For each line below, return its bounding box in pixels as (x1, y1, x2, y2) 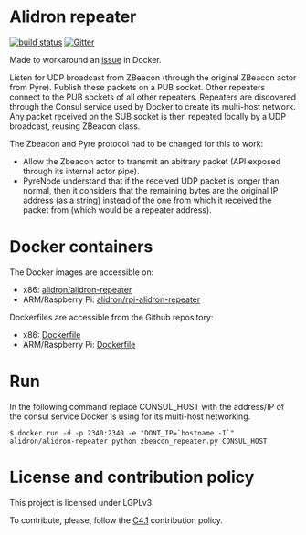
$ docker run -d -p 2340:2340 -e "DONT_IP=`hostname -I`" (9, 428, 235, 437)
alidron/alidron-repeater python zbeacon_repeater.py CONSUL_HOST (9, 436, 268, 446)
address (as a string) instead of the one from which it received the (22, 194, 272, 205)
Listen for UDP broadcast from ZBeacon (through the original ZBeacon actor (9, 71, 297, 83)
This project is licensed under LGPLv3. (9, 497, 154, 508)
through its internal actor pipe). (22, 165, 140, 176)
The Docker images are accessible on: (9, 267, 154, 278)
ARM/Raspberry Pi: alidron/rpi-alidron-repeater (22, 294, 201, 305)
